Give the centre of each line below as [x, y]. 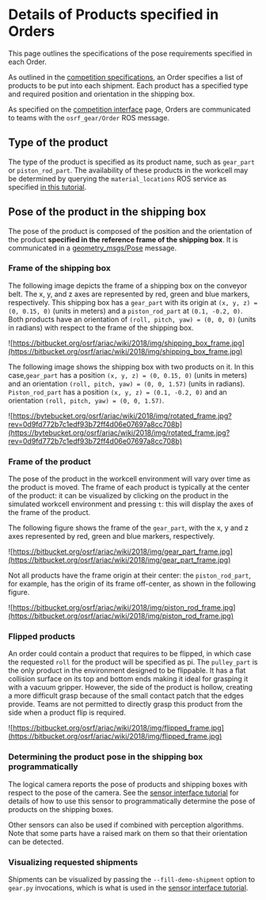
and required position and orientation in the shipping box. [102, 93]
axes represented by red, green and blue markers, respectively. [112, 536]
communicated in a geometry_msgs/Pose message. [92, 248]
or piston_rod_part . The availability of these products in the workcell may [128, 170]
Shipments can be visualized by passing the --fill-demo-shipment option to [132, 879]
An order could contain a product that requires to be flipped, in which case [130, 654]
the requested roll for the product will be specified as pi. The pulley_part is [133, 662]
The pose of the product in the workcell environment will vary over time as [129, 479]
